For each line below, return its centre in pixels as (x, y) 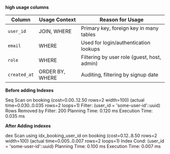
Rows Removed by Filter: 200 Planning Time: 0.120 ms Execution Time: (79, 111)
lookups (90, 49)
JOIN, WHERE (55, 31)
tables (88, 34)
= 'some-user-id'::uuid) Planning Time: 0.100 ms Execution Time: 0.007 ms (83, 146)
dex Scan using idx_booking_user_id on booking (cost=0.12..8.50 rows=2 (81, 136)
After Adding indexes (28, 126)
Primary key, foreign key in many (120, 28)
